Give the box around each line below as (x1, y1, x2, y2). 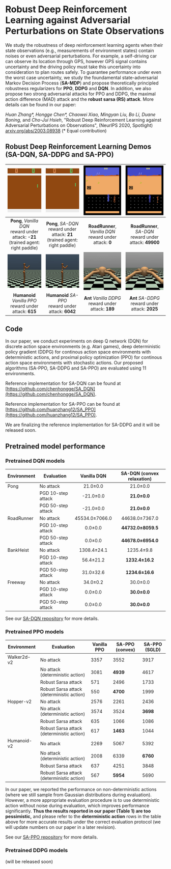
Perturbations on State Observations (5, 25, 164, 37)
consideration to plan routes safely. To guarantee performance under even (5, 69, 162, 75)
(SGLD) (145, 647, 161, 653)
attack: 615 (12, 309, 37, 315)
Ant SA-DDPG (129, 295, 160, 301)
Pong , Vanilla (10, 218, 39, 224)
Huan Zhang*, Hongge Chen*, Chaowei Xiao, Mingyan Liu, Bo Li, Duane (5, 111, 156, 118)
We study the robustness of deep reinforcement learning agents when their (5, 42, 163, 48)
